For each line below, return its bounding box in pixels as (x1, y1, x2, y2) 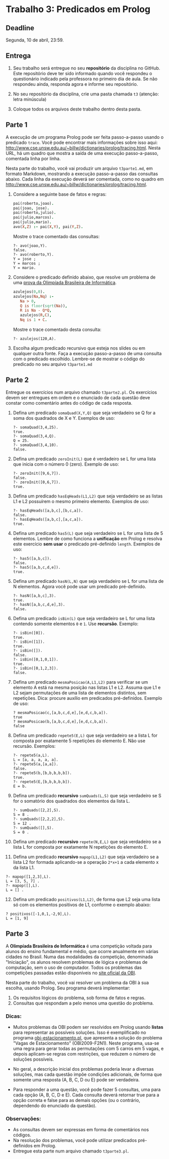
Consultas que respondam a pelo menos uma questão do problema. (13, 1000, 154, 1006)
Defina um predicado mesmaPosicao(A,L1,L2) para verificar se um (13, 679, 148, 685)
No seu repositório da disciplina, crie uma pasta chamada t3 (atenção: (13, 91, 159, 97)
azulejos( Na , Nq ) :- (13, 294, 54, 299)
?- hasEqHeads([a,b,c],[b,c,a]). (13, 508, 83, 513)
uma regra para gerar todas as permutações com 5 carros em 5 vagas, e (13, 1045, 164, 1052)
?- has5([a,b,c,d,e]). (13, 565, 61, 570)
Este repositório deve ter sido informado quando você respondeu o (13, 70, 152, 76)
